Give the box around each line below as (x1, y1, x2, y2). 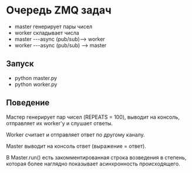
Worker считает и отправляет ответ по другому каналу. (6, 131, 145, 138)
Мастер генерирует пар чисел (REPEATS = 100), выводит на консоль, (6, 113, 180, 121)
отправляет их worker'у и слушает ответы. (6, 119, 113, 127)
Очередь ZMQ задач (6, 4, 112, 17)
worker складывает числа (14, 29, 79, 36)
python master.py (14, 74, 58, 81)
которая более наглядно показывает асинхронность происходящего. (6, 160, 180, 167)
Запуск (6, 59, 34, 69)
